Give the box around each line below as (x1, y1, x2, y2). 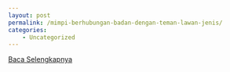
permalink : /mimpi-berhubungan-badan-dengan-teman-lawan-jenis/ (8, 19, 223, 27)
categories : (8, 26, 47, 34)
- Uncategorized (22, 33, 76, 41)
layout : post (8, 11, 51, 20)
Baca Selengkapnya (8, 55, 73, 64)
